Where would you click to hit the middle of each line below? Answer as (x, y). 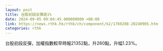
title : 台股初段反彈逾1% (28, 14)
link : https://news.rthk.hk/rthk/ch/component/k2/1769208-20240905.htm (81, 24)
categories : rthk (23, 28)
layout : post (19, 10)
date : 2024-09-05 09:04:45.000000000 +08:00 (52, 19)
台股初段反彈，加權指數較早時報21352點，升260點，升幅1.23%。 (72, 43)
